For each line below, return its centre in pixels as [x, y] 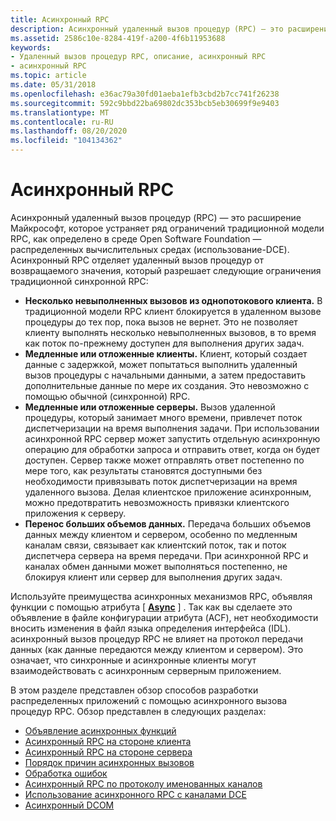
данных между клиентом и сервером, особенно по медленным [161, 534]
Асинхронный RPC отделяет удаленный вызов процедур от [137, 260]
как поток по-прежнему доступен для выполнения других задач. [164, 343]
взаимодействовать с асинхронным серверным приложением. [146, 670]
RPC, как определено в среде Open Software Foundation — [136, 238]
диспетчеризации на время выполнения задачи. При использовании [172, 428]
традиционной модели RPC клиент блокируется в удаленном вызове [173, 311]
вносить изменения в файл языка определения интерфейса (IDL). [151, 628]
